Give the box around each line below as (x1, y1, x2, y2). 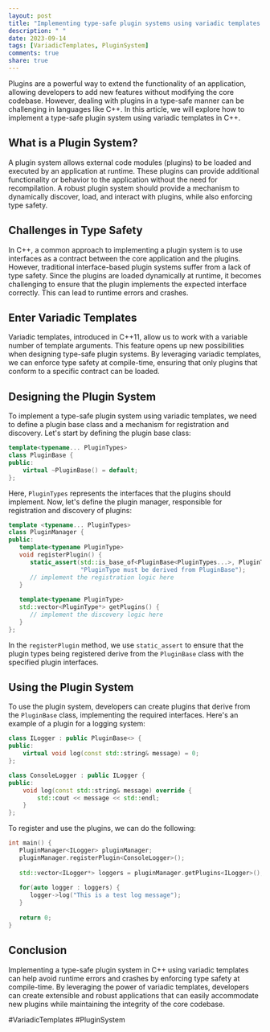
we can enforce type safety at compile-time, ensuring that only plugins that (8, 358, 258, 368)
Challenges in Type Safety (8, 224, 143, 237)
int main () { (8, 839, 52, 847)
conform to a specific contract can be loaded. (8, 367, 161, 376)
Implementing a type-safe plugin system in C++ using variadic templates (8, 964, 249, 974)
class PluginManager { (8, 528, 84, 537)
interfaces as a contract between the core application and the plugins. (8, 253, 241, 263)
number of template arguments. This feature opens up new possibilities (8, 341, 245, 351)
